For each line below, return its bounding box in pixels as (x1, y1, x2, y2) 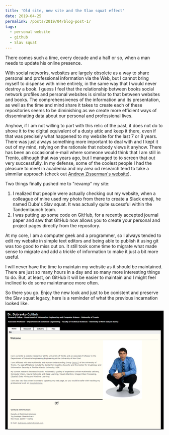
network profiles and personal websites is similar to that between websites (5, 91, 160, 97)
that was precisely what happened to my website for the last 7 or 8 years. (5, 133, 157, 139)
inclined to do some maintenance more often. (5, 279, 99, 285)
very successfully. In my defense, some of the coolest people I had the (5, 160, 152, 166)
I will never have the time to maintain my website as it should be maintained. (5, 263, 162, 270)
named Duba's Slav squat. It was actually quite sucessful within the (12, 201, 152, 207)
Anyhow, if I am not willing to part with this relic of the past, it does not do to (5, 122, 163, 128)
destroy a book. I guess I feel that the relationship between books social (5, 86, 154, 92)
